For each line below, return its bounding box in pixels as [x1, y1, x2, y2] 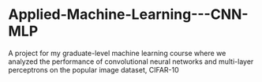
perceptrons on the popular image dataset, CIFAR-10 [8, 65, 179, 74]
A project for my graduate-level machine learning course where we [8, 48, 226, 58]
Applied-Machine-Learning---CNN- [8, 6, 249, 24]
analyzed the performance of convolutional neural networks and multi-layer [8, 57, 254, 66]
